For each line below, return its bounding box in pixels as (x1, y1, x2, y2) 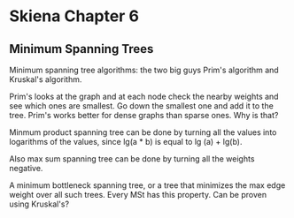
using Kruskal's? (9, 199, 69, 209)
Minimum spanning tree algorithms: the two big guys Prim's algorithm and (9, 64, 279, 75)
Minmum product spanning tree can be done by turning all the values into (9, 127, 277, 138)
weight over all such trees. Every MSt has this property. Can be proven (9, 190, 267, 199)
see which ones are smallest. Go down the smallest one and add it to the (9, 101, 275, 111)
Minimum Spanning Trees (9, 41, 154, 56)
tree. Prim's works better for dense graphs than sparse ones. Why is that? (9, 110, 279, 120)
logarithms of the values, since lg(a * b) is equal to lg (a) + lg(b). (9, 137, 243, 147)
